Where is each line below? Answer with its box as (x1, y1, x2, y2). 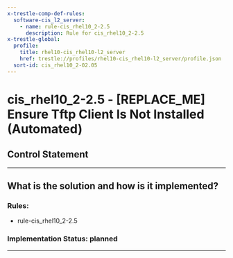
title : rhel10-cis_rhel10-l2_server (19, 49, 126, 56)
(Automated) (7, 121, 83, 137)
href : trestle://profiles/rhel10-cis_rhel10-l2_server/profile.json (19, 55, 222, 62)
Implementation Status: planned (7, 234, 118, 243)
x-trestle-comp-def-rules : (7, 10, 85, 17)
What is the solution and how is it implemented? (7, 180, 218, 192)
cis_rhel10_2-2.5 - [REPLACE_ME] (7, 92, 206, 108)
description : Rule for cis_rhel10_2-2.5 (25, 29, 144, 37)
